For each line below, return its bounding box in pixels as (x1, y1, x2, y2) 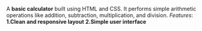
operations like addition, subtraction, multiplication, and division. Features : (6, 12, 193, 19)
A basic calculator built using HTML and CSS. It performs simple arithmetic (6, 5, 197, 12)
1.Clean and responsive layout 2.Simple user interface (6, 18, 146, 25)
